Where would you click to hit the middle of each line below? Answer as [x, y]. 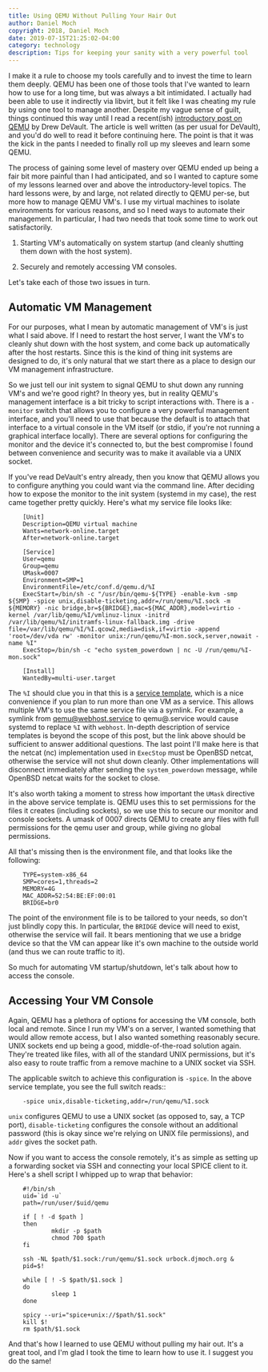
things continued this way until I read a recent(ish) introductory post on [125, 118]
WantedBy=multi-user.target [69, 678]
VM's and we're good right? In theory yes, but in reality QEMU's [113, 393]
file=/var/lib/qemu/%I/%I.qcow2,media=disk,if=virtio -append [114, 629]
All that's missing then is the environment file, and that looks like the [120, 851]
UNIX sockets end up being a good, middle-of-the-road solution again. [125, 1045]
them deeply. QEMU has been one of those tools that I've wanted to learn [129, 84]
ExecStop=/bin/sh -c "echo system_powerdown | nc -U [112, 650]
